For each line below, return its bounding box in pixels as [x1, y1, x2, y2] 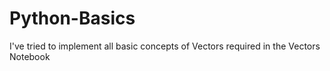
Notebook [9, 50, 51, 62]
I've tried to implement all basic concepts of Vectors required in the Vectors [9, 40, 321, 52]
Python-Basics [9, 7, 136, 30]
